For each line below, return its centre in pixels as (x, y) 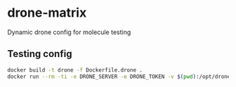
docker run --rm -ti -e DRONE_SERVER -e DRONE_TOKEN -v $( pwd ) (102, 77)
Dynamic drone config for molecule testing (69, 32)
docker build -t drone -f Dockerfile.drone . (75, 70)
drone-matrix (47, 13)
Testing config (40, 54)
